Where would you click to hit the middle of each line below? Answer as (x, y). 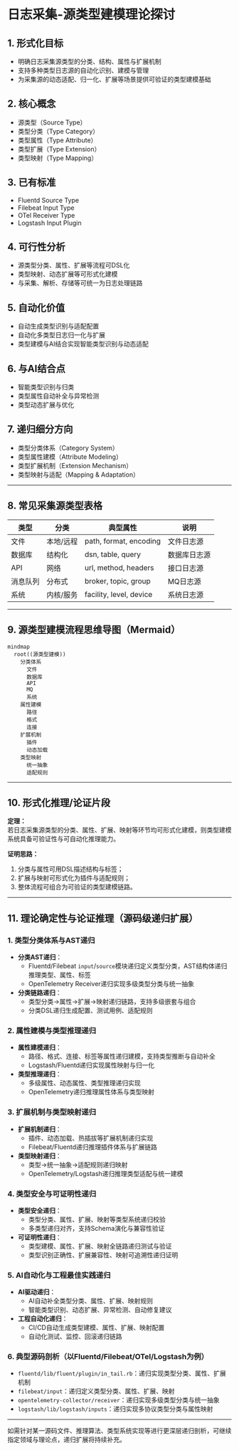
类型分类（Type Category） (58, 131)
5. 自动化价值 (36, 308)
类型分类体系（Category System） (68, 448)
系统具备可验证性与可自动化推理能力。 (63, 839)
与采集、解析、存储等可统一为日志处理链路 (80, 283)
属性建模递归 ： (39, 1047)
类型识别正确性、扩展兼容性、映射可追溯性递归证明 (103, 1255)
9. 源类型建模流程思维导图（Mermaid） (94, 630)
